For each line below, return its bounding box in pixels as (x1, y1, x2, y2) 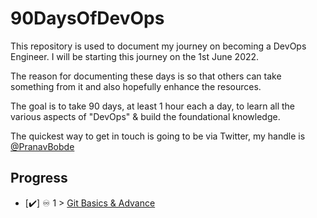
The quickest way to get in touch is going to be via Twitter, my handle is (10, 130, 306, 142)
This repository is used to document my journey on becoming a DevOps (10, 40, 307, 52)
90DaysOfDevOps (10, 7, 165, 30)
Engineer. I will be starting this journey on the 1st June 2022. (10, 50, 260, 62)
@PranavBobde (10, 140, 75, 152)
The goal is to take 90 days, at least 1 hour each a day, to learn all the (10, 100, 295, 112)
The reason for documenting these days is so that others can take (10, 70, 282, 82)
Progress (10, 170, 68, 187)
